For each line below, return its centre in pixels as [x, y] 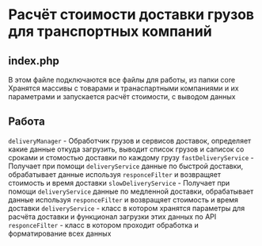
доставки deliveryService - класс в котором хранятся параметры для [127, 208]
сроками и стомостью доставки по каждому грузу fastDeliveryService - [131, 157]
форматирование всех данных [60, 233]
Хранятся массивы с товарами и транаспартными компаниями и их [123, 88]
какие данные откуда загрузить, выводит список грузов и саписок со [126, 149]
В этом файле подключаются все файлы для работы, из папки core [122, 80]
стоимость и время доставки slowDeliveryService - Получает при [119, 183]
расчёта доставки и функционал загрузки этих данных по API [112, 217]
